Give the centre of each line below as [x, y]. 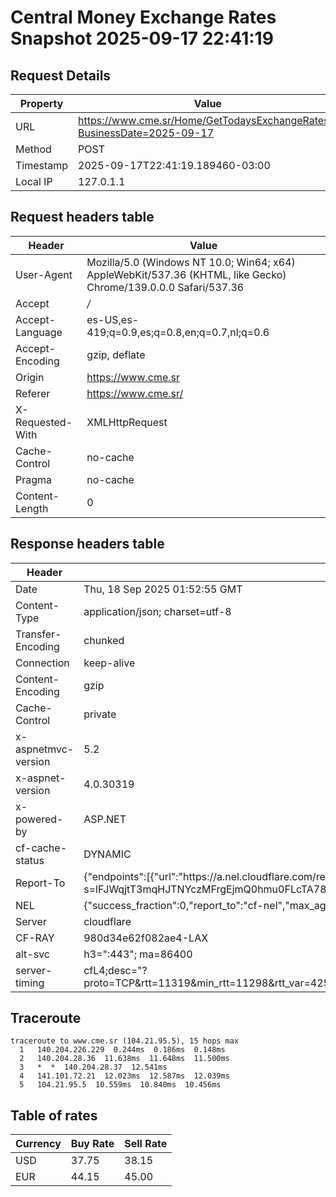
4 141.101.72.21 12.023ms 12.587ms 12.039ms [124, 1076]
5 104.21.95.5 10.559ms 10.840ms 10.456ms [120, 1085]
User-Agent [44, 274]
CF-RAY [35, 938]
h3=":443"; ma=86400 [138, 954]
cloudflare [107, 921]
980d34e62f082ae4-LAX [146, 938]
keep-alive [109, 663]
